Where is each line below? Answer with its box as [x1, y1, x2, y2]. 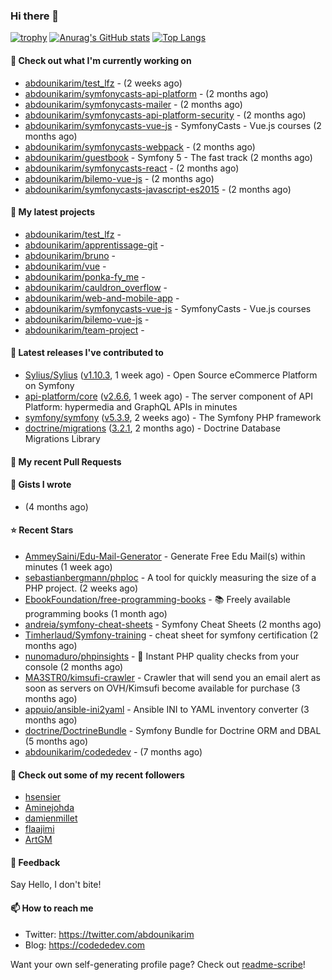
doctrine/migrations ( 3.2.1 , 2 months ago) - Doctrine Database [24, 422, 282, 434]
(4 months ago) [24, 500, 89, 513]
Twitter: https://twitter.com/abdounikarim [24, 928, 195, 940]
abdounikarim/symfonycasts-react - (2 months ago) [24, 162, 240, 174]
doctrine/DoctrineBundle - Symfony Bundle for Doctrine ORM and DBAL [24, 724, 322, 736]
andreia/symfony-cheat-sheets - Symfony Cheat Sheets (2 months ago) [24, 618, 322, 630]
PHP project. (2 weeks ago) [24, 582, 139, 594]
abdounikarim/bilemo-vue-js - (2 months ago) [24, 172, 215, 184]
